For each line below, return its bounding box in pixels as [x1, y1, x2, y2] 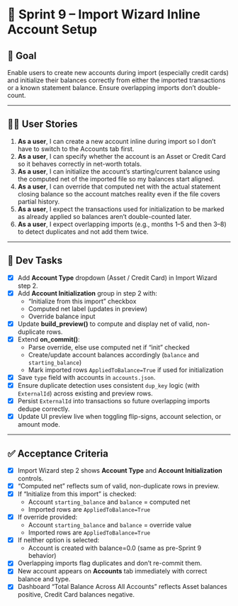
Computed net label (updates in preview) [28, 304, 147, 313]
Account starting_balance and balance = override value [28, 521, 192, 529]
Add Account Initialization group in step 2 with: [17, 288, 158, 297]
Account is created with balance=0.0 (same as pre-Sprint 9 [28, 544, 202, 552]
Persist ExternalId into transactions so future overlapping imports [17, 397, 210, 405]
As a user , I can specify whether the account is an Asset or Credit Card [17, 152, 227, 160]
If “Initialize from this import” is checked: [17, 490, 137, 498]
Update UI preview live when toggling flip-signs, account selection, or [17, 413, 222, 421]
